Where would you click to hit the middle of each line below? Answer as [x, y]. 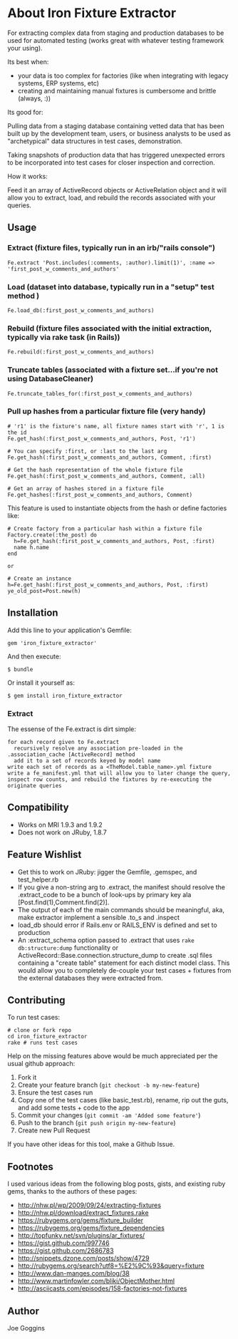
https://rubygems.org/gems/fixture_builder [81, 1221]
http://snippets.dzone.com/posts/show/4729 [83, 1258]
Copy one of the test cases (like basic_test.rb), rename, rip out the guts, [123, 1100]
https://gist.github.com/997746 [63, 1243]
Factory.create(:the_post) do [52, 535]
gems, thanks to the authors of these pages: [72, 1191]
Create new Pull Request [54, 1130]
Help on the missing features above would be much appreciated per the [113, 1056]
